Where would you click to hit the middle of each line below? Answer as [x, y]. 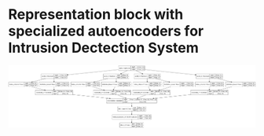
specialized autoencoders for [106, 31]
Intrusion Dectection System [103, 48]
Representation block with [96, 15]
